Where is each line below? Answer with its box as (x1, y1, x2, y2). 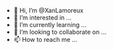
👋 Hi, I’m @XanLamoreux (13, 7, 84, 14)
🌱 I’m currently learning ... (13, 21, 87, 28)
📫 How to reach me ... (13, 36, 77, 43)
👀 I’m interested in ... (13, 14, 72, 22)
